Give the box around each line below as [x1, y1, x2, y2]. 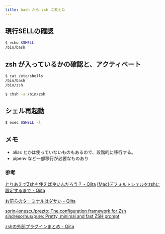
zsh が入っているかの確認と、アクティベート [5, 60, 141, 69]
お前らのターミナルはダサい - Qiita [5, 198, 76, 204]
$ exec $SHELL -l [5, 120, 41, 125]
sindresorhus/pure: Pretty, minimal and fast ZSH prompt [5, 213, 120, 219]
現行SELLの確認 [5, 27, 54, 35]
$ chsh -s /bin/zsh [5, 91, 46, 97]
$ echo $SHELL [5, 40, 35, 45]
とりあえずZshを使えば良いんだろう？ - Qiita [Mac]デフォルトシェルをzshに [5, 181, 161, 187]
